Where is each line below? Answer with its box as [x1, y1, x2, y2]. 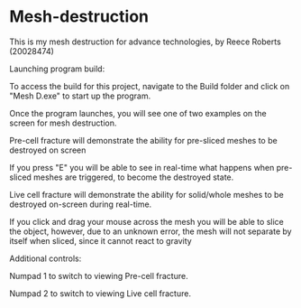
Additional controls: [9, 253, 82, 264]
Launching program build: [9, 63, 105, 74]
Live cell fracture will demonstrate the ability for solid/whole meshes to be [9, 189, 284, 200]
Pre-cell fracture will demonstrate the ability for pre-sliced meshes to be [9, 135, 278, 145]
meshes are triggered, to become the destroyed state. [32, 172, 234, 182]
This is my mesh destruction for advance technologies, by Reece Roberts [9, 36, 281, 47]
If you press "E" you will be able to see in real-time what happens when [9, 162, 275, 173]
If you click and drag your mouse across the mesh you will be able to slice [9, 216, 284, 227]
